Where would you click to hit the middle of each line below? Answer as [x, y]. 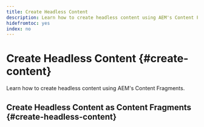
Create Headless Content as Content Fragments [99, 107]
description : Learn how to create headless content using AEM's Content [100, 18]
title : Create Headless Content [47, 12]
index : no [19, 29]
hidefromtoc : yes [28, 23]
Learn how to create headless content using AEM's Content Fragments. [96, 88]
